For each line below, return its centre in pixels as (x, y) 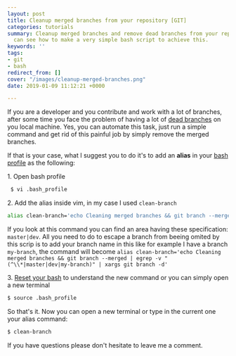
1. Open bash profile (36, 177)
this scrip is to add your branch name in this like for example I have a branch (118, 244)
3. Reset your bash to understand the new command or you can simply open (118, 278)
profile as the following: (41, 163)
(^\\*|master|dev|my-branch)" (52, 265)
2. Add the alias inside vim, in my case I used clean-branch (92, 203)
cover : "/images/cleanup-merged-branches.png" (77, 79)
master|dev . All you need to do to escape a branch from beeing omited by (113, 237)
